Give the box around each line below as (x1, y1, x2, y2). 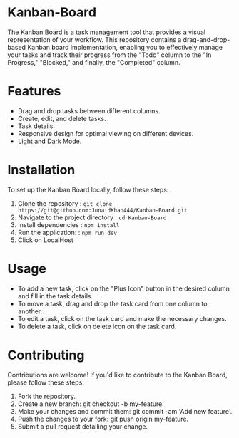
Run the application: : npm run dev (17, 228, 118, 236)
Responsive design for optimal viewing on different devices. (17, 129, 194, 137)
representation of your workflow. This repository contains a (7, 35, 182, 43)
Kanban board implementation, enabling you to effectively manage (27, 43, 223, 51)
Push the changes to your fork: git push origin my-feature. (17, 414, 189, 423)
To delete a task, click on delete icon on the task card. (17, 322, 177, 330)
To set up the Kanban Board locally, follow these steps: (7, 185, 169, 194)
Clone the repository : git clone (17, 199, 113, 207)
